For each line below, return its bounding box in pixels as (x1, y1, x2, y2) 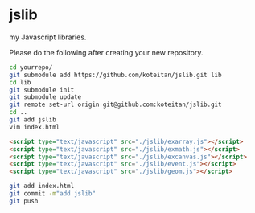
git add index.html (9, 182, 75, 190)
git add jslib (9, 116, 57, 124)
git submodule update (9, 93, 82, 101)
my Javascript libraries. (9, 32, 87, 42)
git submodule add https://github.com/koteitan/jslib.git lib (9, 71, 222, 79)
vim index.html (9, 123, 60, 131)
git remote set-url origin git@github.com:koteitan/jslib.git (9, 100, 222, 109)
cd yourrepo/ (9, 63, 53, 72)
